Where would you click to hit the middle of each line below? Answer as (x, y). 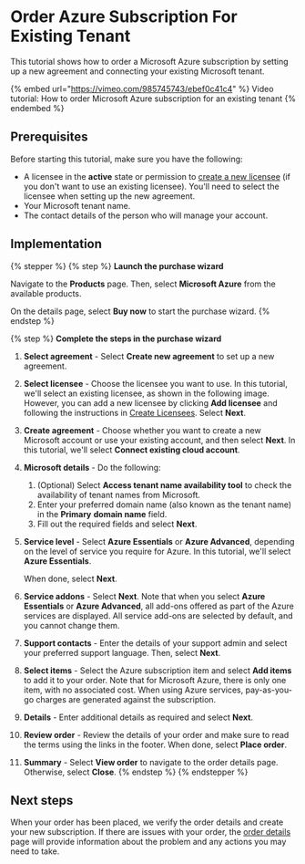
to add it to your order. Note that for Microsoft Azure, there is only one (155, 680)
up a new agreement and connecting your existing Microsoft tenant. (137, 71)
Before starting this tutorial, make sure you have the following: (127, 159)
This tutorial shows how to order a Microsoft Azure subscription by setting (149, 61)
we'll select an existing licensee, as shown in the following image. (146, 393)
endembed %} (37, 108)
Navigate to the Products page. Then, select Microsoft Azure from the (143, 284)
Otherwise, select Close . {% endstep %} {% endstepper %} (136, 772)
